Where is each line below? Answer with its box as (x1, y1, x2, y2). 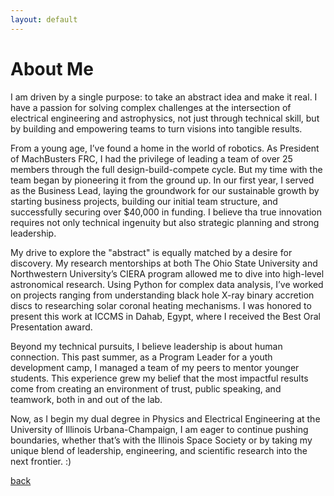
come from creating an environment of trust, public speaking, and (10, 382, 282, 395)
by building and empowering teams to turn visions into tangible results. (10, 122, 303, 135)
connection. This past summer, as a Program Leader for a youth (10, 351, 273, 363)
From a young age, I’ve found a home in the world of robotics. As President (10, 142, 320, 154)
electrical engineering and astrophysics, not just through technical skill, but (10, 112, 320, 124)
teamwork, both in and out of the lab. (10, 393, 163, 405)
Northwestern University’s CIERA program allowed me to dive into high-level (10, 267, 325, 280)
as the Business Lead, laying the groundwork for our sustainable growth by (10, 184, 320, 196)
